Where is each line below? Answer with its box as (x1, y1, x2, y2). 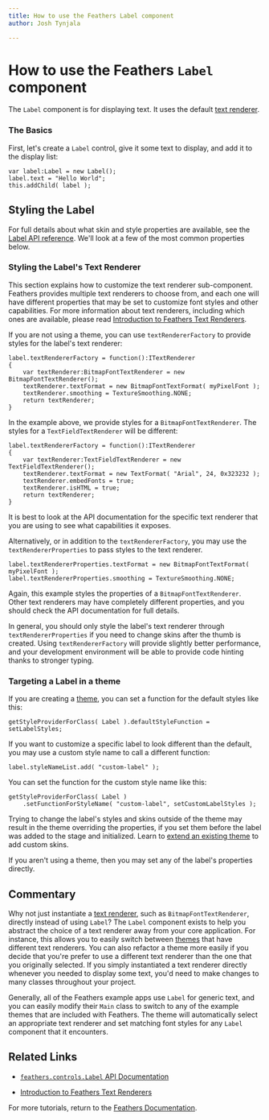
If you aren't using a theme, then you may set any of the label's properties (8, 855, 253, 866)
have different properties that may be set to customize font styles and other (8, 297, 259, 307)
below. (8, 242, 31, 251)
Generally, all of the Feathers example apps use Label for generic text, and (8, 992, 255, 1002)
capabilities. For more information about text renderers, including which (8, 305, 245, 315)
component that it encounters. (8, 1027, 108, 1036)
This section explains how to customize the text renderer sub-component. (8, 279, 253, 290)
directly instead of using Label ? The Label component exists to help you (8, 917, 247, 927)
